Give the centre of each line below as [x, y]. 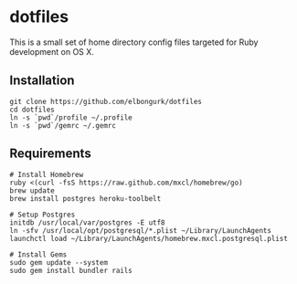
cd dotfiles [32, 110]
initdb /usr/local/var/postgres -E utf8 [88, 222]
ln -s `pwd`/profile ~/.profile [71, 117]
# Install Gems [38, 254]
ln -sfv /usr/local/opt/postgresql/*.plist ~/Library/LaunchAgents [141, 230]
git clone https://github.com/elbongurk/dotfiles [106, 101]
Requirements [50, 154]
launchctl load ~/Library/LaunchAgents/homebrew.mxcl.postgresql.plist [148, 238]
